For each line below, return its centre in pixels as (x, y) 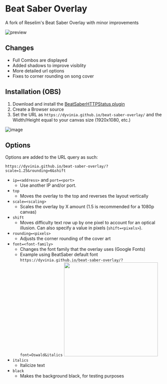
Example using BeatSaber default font (59, 255)
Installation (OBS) (33, 92)
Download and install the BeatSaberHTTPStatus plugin (68, 104)
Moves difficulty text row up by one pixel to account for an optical (87, 223)
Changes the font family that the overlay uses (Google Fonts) (83, 249)
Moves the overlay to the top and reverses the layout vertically (84, 196)
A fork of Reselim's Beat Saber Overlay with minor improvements (72, 23)
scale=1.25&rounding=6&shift (35, 171)
